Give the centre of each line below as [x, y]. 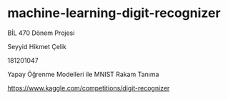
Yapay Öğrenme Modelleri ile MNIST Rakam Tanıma [83, 74]
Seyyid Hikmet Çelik [37, 46]
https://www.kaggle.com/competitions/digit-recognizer [89, 88]
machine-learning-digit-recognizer [114, 13]
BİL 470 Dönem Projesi [41, 33]
